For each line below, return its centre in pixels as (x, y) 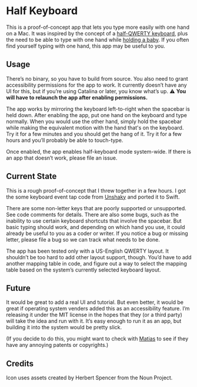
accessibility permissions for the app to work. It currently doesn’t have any (96, 85)
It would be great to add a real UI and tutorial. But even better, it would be (95, 302)
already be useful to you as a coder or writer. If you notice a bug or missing (97, 233)
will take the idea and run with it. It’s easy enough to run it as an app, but (94, 321)
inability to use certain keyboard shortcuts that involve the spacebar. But (94, 221)
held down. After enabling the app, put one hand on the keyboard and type (96, 115)
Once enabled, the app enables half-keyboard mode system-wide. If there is (98, 151)
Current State (31, 176)
